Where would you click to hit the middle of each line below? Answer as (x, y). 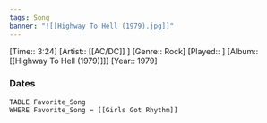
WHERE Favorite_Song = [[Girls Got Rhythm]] (94, 110)
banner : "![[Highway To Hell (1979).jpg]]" (92, 26)
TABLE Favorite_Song (48, 102)
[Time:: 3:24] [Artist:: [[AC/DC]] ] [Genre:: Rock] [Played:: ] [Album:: (134, 51)
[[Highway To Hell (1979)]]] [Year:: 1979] (84, 61)
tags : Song (30, 17)
